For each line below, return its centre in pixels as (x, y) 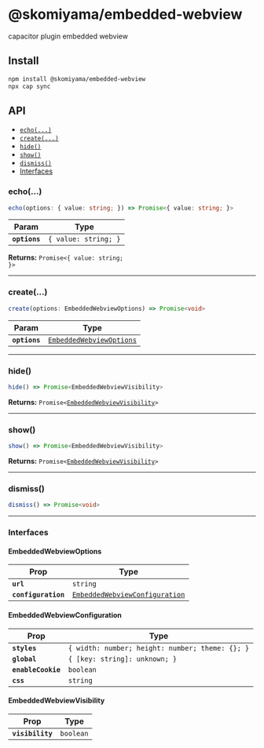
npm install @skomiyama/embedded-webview (77, 79)
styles (24, 648)
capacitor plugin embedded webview (68, 36)
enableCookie (37, 670)
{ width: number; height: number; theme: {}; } (159, 648)
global (24, 659)
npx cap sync (29, 86)
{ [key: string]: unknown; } (123, 659)
